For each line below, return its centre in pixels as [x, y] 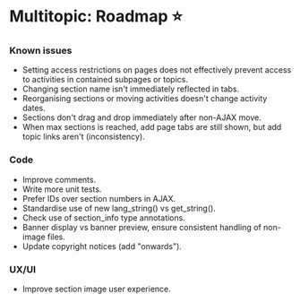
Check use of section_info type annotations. [103, 217]
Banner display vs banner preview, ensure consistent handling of [141, 227]
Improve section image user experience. [97, 289]
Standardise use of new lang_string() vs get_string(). [119, 208]
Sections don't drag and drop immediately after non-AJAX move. [141, 117]
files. [56, 237]
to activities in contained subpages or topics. [105, 80]
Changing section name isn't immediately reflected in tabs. [131, 89]
